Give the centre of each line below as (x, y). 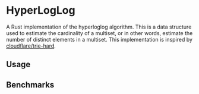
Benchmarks (30, 85)
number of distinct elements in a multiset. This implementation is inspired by (99, 39)
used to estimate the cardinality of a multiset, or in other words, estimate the (99, 33)
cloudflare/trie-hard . (31, 46)
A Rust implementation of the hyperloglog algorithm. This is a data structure (99, 27)
